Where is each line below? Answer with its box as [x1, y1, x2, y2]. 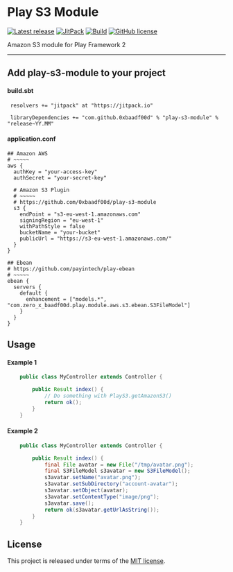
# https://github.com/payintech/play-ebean [7, 265, 135, 272]
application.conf [7, 135, 56, 143]
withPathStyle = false [19, 223, 85, 229]
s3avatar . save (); [44, 500, 95, 507]
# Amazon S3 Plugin [13, 187, 70, 193]
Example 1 [7, 358, 37, 366]
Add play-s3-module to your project [7, 67, 166, 79]
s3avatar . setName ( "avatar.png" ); [44, 474, 141, 481]
